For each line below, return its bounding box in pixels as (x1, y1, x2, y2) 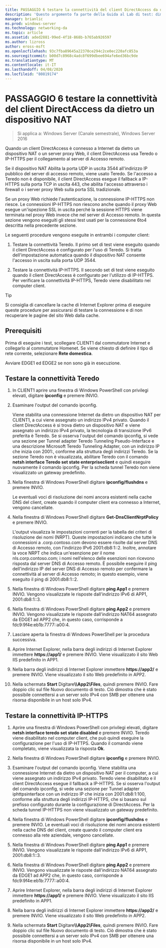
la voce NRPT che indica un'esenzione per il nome (12, 550, 115, 556)
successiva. (12, 637, 37, 643)
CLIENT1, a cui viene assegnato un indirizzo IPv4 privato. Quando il (12, 417, 149, 423)
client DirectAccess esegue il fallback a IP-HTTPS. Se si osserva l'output (12, 781, 161, 787)
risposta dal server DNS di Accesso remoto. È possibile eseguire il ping (12, 560, 157, 567)
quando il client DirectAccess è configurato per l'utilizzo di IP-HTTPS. (12, 272, 154, 278)
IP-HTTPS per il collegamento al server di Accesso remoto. (5, 155, 125, 161)
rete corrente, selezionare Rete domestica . (5, 350, 93, 356)
